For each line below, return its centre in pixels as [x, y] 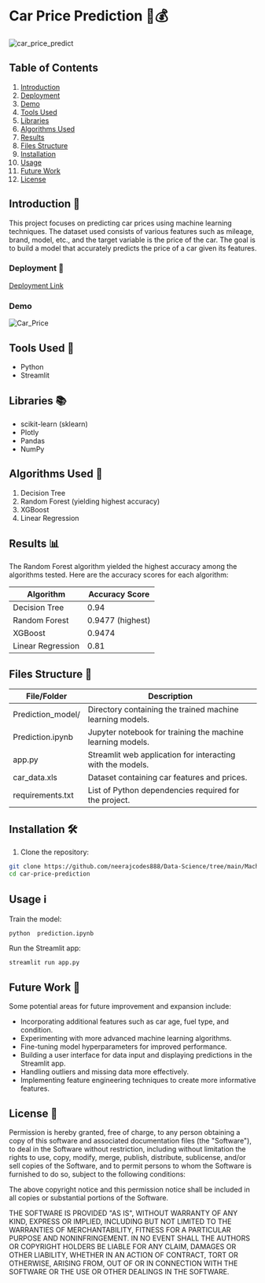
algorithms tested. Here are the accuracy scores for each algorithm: [119, 575]
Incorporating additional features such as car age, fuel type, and [125, 1021]
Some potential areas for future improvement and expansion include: [120, 1006]
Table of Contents [54, 68]
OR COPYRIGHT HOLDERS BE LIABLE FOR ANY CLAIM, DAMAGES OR [123, 1246]
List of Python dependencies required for [164, 790]
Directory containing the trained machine [163, 709]
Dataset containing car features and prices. [167, 778]
